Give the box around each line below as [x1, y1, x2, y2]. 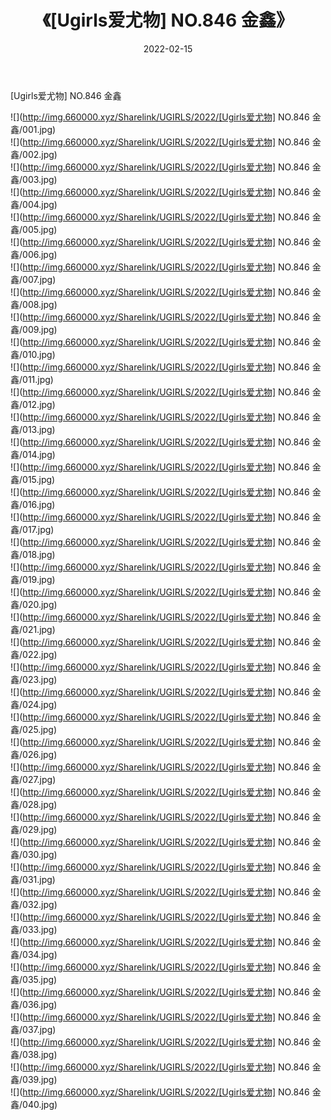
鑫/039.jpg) [10, 1073, 58, 1085]
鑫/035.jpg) [10, 973, 58, 985]
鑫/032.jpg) [10, 898, 58, 910]
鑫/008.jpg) [10, 298, 58, 310]
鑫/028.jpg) [10, 798, 58, 810]
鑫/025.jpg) [10, 723, 58, 735]
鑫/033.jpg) [10, 923, 58, 935]
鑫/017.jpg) [10, 523, 55, 535]
